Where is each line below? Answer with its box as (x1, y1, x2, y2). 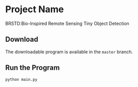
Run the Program (5, 64, 60, 72)
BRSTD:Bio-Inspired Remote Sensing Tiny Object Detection (5, 20, 130, 26)
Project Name (5, 4, 64, 15)
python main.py (5, 77, 38, 82)
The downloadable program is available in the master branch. (5, 48, 133, 54)
